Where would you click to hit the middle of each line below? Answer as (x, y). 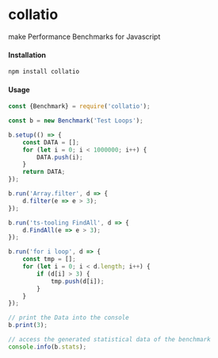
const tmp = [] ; (50, 260)
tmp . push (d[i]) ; (77, 281)
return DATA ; (44, 172)
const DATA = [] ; (51, 142)
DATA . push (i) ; (60, 157)
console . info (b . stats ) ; (48, 347)
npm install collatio (44, 72)
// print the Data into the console (69, 318)
